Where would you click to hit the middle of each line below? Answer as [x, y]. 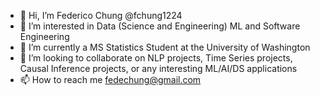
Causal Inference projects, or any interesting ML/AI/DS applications [158, 68]
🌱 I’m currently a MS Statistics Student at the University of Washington [165, 47]
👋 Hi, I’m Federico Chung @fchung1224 [101, 15]
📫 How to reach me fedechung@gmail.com [110, 79]
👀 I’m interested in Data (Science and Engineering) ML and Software [160, 26]
